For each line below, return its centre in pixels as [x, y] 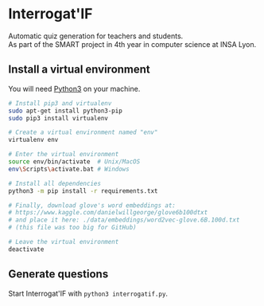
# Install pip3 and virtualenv [60, 103]
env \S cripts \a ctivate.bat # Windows [69, 169]
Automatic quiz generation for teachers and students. [96, 36]
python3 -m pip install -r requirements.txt [83, 191]
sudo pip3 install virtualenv [58, 118]
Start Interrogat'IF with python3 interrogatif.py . [88, 293]
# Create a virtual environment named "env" [83, 132]
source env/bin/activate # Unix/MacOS [74, 162]
